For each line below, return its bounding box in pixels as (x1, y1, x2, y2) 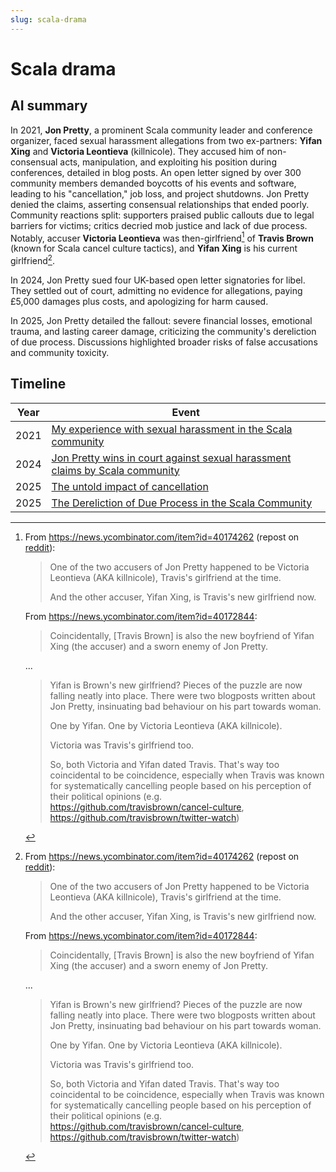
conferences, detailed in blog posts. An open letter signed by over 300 (10, 166, 302, 178)
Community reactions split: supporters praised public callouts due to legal (10, 209, 315, 221)
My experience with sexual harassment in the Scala (51, 422, 293, 436)
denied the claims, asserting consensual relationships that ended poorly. (10, 198, 310, 210)
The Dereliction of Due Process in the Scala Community (51, 496, 313, 510)
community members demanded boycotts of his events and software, (10, 177, 297, 189)
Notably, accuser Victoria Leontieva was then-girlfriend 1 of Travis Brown (10, 230, 314, 244)
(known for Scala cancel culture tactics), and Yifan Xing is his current (10, 242, 298, 255)
